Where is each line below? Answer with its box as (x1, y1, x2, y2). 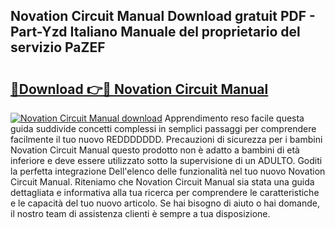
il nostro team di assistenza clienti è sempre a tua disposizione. (10, 208, 271, 219)
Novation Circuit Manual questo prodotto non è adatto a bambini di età (10, 144, 300, 156)
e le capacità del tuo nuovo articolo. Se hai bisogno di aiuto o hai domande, (10, 197, 320, 209)
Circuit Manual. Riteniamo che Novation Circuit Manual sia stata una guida (10, 176, 315, 188)
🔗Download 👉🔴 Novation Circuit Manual (10, 80, 269, 98)
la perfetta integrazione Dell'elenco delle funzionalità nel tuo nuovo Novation (10, 165, 326, 177)
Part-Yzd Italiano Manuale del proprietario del (10, 24, 301, 41)
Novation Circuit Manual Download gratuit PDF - (10, 8, 316, 25)
